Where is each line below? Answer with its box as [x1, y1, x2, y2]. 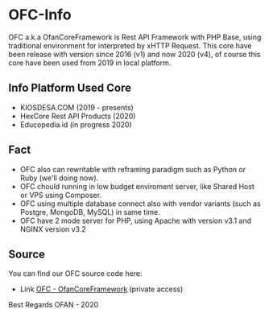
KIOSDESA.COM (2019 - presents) [19, 102, 134, 112]
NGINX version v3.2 [19, 224, 86, 234]
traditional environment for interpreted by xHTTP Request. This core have [8, 40, 252, 50]
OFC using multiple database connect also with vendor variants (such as [19, 199, 261, 208]
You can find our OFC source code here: [8, 269, 143, 278]
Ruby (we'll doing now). [19, 173, 99, 183]
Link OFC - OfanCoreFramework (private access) [19, 284, 184, 294]
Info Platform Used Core [8, 81, 131, 95]
